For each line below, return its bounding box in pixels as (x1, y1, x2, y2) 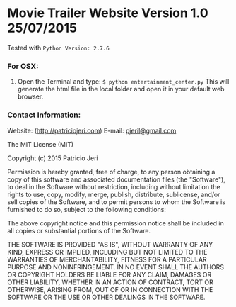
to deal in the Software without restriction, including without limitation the (7, 182, 220, 191)
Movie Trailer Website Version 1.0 (7, 5, 208, 21)
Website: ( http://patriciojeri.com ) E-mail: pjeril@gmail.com (7, 126, 177, 135)
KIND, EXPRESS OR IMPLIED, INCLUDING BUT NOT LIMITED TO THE (7, 247, 208, 256)
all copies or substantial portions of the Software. (7, 226, 151, 235)
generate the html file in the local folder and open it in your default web (17, 85, 225, 94)
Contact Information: (7, 110, 81, 120)
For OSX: (7, 61, 39, 71)
